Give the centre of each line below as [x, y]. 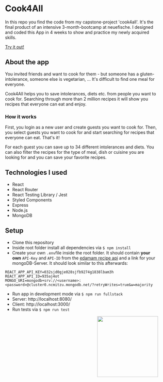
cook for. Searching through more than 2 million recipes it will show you [77, 99]
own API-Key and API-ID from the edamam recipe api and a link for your [84, 258]
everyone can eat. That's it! [32, 138]
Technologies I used [36, 173]
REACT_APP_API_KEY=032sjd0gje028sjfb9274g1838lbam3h [59, 272]
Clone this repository [33, 242]
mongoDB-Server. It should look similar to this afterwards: [70, 263]
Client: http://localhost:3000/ [41, 304]
